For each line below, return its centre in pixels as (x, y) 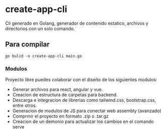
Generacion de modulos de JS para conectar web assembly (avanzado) (87, 111)
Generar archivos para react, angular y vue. (58, 90)
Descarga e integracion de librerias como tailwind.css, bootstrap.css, (84, 100)
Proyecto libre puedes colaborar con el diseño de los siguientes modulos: (81, 80)
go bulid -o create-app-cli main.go (44, 56)
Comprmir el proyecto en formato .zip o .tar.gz (61, 116)
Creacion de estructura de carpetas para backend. (65, 95)
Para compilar (27, 45)
